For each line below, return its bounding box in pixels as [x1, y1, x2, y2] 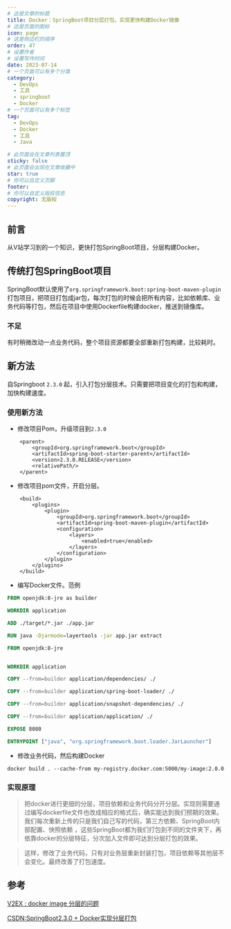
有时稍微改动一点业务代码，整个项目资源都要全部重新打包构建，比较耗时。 [7, 338, 219, 346]
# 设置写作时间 [7, 55, 45, 62]
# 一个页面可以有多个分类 [7, 68, 71, 75]
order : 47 [7, 42, 36, 49]
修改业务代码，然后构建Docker [17, 751, 105, 760]
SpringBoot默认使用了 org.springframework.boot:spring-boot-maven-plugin [7, 285, 221, 293]
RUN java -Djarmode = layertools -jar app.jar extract [7, 632, 163, 639]
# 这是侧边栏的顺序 [7, 36, 55, 43]
